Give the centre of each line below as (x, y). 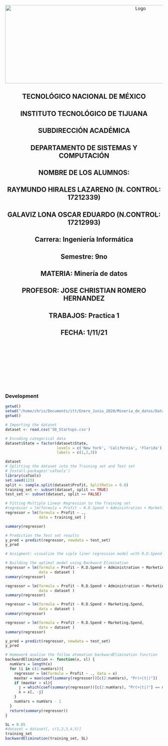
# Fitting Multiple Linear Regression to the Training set (68, 503)
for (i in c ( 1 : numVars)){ (37, 669)
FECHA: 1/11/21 (84, 333)
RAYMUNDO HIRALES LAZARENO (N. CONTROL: (84, 190)
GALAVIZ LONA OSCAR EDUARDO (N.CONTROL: (84, 214)
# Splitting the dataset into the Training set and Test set (70, 467)
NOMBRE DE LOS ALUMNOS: (84, 172)
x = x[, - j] (31, 692)
